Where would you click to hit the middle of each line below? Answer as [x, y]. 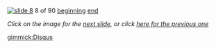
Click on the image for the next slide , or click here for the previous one [108, 24]
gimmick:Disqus [30, 37]
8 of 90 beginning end [66, 11]
